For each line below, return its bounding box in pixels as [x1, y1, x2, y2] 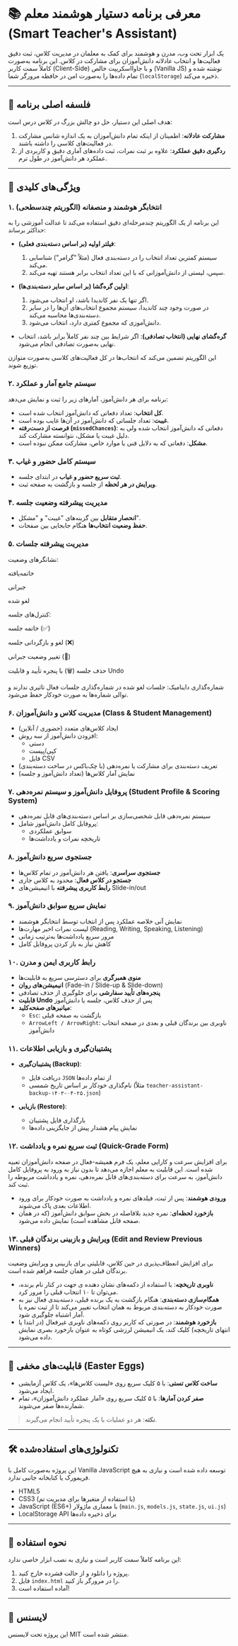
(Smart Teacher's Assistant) [8, 26, 177, 42]
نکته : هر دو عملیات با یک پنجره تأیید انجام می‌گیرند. [25, 1415, 157, 1424]
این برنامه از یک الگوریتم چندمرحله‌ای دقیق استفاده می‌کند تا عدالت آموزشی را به [8, 218, 220, 227]
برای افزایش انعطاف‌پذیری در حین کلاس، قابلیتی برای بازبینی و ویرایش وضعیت [8, 1259, 214, 1267]
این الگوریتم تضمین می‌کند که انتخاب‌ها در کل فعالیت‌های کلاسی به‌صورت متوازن [8, 354, 217, 362]
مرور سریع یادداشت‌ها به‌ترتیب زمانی [18, 932, 114, 940]
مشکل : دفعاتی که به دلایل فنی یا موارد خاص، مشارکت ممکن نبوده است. [18, 439, 208, 447]
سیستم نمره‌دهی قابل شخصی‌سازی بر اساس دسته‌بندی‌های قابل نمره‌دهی [18, 812, 211, 821]
